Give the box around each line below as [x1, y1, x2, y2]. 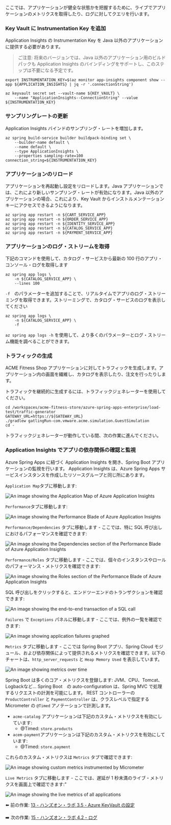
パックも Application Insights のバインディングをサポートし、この [17, 61, 156, 67]
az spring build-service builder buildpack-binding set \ [5, 135, 131, 140]
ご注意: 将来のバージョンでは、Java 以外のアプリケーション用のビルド [17, 55, 166, 61]
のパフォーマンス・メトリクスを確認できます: [5, 563, 101, 569]
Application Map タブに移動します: [5, 483, 77, 489]
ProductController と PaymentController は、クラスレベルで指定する [5, 696, 150, 702]
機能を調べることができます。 [9, 338, 72, 344]
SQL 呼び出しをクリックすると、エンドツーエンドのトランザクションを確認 [5, 589, 163, 595]
